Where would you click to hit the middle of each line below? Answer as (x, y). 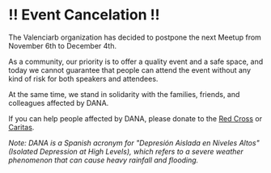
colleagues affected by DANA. (59, 103)
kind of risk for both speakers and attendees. (83, 78)
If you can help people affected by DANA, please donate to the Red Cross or (135, 118)
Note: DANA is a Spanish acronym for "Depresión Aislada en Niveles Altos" (134, 142)
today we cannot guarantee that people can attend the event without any (130, 70)
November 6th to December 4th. (63, 45)
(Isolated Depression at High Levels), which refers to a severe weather (126, 151)
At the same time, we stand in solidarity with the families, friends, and (124, 94)
